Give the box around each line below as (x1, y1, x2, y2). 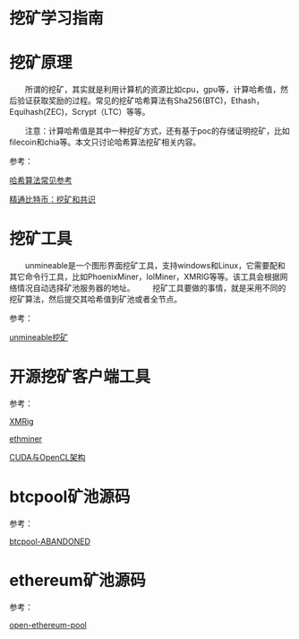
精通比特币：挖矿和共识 (9, 194, 96, 205)
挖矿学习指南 (9, 8, 105, 29)
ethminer (9, 433, 43, 444)
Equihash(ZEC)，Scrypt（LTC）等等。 (9, 107, 150, 118)
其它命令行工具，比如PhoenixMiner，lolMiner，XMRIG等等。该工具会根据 (9, 271, 280, 283)
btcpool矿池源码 (9, 486, 131, 507)
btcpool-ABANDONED (9, 536, 91, 547)
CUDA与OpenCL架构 (9, 452, 86, 462)
